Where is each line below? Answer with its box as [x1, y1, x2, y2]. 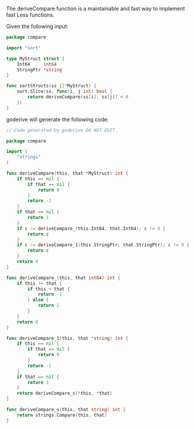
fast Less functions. [6, 11, 55, 18]
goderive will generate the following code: [6, 116, 109, 123]
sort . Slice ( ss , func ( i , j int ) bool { [17, 88, 113, 94]
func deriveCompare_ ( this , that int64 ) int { [6, 275, 120, 281]
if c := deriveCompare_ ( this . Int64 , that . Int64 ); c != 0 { [17, 225, 166, 231]
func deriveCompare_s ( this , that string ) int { [6, 406, 126, 412]
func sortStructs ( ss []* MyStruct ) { [6, 83, 97, 89]
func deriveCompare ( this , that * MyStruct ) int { [6, 170, 129, 176]
